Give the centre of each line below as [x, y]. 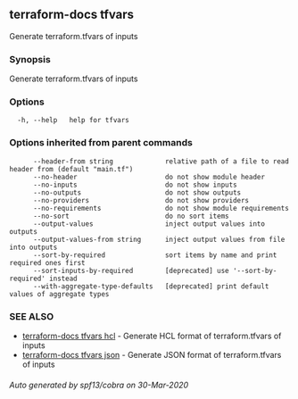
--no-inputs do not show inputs [135, 185]
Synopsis [30, 59]
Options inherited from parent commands [101, 143]
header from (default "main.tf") [71, 169]
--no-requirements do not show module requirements [161, 208]
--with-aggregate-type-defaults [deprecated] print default [151, 286]
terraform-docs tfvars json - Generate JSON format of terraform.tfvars [152, 355]
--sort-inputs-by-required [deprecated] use [131, 270]
